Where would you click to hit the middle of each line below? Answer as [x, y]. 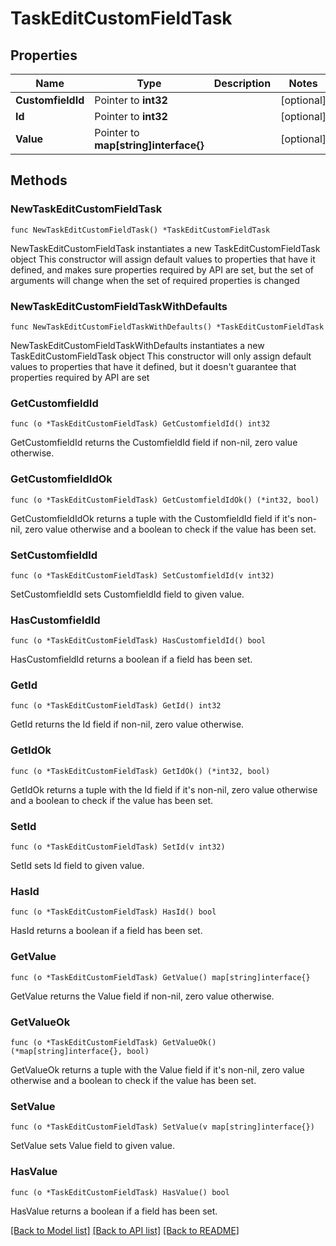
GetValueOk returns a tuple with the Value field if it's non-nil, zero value [157, 1069]
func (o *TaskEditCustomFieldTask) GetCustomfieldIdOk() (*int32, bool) [165, 500]
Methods [39, 180]
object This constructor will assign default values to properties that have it [163, 259]
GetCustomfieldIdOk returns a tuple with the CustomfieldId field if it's [152, 518]
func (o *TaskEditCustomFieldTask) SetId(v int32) [118, 847]
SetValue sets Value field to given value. [92, 1146]
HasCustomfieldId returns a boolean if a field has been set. [131, 659]
